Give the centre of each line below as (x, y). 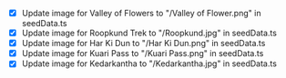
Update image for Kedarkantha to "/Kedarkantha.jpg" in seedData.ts (149, 63)
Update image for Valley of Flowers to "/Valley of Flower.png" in (141, 13)
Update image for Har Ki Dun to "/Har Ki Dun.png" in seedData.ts (143, 44)
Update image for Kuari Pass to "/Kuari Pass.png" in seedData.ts (143, 54)
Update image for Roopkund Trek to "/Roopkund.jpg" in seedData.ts (149, 33)
